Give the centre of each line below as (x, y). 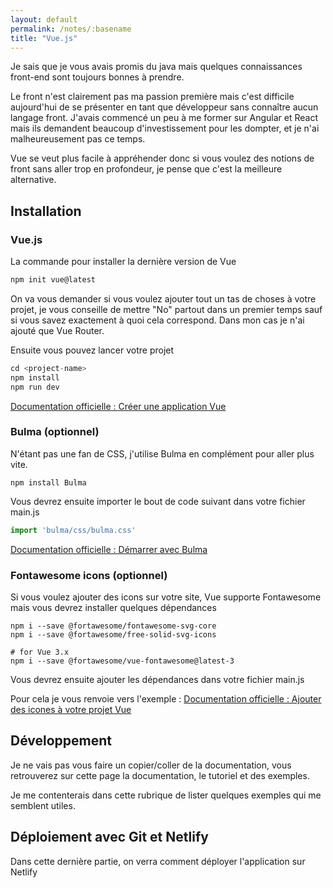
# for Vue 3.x (40, 652)
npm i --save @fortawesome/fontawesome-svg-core (113, 626)
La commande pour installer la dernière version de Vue (123, 262)
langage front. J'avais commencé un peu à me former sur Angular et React (164, 118)
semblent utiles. (43, 805)
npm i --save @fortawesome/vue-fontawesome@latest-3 (122, 661)
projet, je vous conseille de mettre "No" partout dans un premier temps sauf (166, 309)
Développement (61, 741)
